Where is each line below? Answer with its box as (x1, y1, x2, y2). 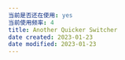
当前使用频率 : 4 (8, 19, 54, 26)
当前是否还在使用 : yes (8, 11, 73, 19)
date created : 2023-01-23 (8, 33, 93, 41)
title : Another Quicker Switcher (8, 26, 118, 34)
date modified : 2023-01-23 (8, 41, 97, 48)
